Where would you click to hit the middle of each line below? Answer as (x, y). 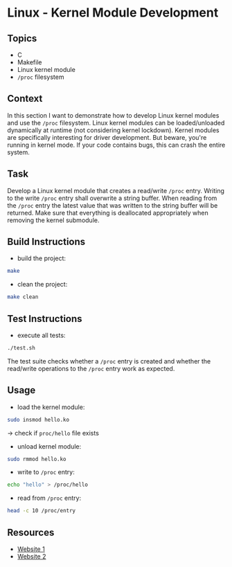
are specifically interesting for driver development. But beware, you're (107, 137)
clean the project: (42, 285)
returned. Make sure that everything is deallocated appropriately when (108, 213)
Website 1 (31, 549)
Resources (31, 532)
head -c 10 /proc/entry (42, 511)
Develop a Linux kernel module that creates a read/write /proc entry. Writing (116, 190)
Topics (22, 38)
